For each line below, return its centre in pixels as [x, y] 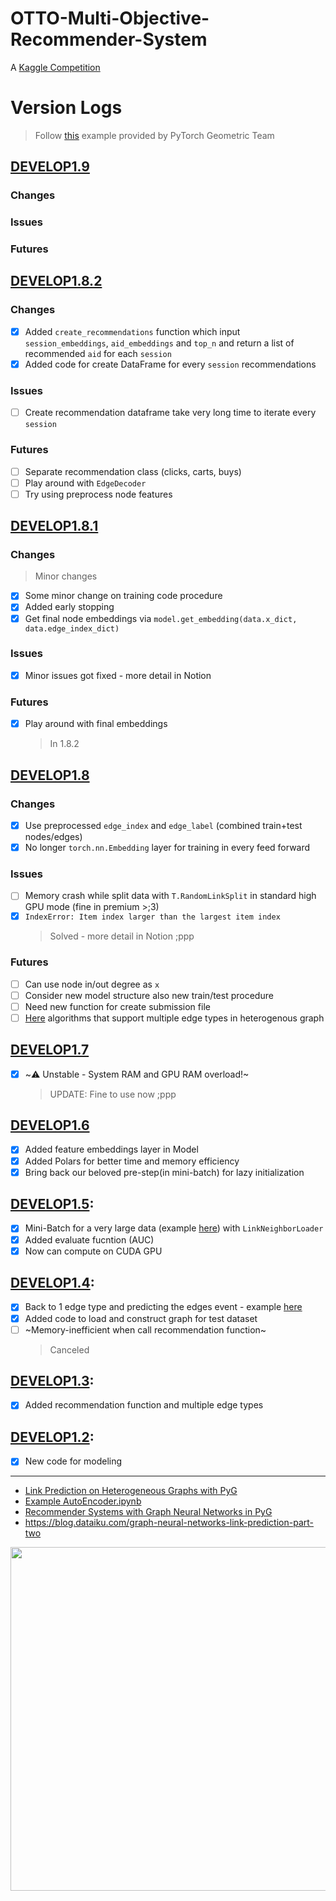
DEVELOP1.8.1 [54, 526]
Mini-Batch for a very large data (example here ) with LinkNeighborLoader [174, 1228]
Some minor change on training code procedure [123, 596]
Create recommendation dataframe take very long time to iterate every [170, 413]
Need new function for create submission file [117, 1006]
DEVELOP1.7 [50, 1050]
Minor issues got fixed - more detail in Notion [118, 675]
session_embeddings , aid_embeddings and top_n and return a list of [159, 343]
